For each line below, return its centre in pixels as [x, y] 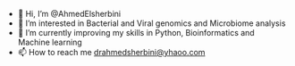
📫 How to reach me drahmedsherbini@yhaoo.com [111, 52]
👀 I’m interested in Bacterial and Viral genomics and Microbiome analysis [152, 23]
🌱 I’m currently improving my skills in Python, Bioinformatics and [136, 33]
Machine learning [50, 42]
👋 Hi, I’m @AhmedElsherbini [69, 14]
